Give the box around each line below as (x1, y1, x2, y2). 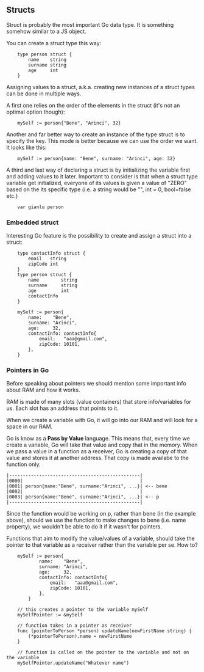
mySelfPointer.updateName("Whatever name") (17, 660, 130, 667)
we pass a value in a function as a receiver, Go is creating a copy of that (6, 448, 187, 455)
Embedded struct (6, 218, 59, 227)
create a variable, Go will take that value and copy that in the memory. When (6, 441, 198, 448)
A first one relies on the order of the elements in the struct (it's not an (6, 101, 180, 109)
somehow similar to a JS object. (6, 27, 86, 35)
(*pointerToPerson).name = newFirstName (28, 634, 132, 640)
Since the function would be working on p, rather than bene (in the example (6, 510, 196, 517)
